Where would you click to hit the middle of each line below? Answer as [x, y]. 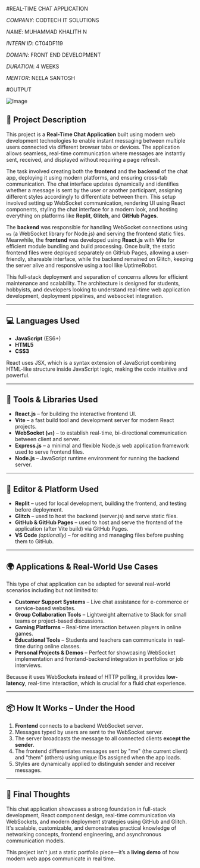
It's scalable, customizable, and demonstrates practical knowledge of [91, 828]
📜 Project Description [46, 120]
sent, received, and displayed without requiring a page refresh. [83, 159]
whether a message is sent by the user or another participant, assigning [94, 190]
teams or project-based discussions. [60, 621]
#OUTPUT [19, 90]
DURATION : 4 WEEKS [33, 66]
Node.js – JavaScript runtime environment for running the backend [97, 458]
